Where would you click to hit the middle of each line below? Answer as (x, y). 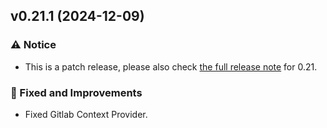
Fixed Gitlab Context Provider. (86, 114)
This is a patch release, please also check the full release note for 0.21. (171, 66)
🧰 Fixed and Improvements (76, 92)
